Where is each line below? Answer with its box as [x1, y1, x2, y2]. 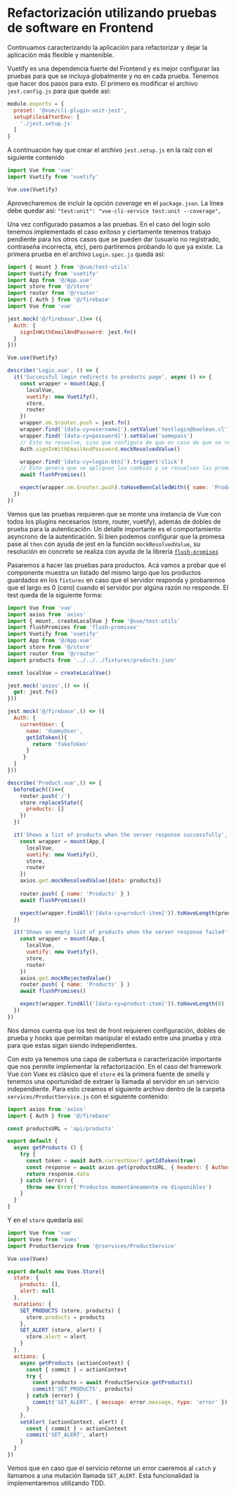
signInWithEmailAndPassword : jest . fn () [20, 329, 137, 336]
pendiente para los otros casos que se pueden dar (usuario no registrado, [7, 234, 221, 243]
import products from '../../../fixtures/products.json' [7, 657, 178, 664]
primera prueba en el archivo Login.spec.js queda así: [7, 250, 166, 258]
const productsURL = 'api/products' [7, 1125, 114, 1132]
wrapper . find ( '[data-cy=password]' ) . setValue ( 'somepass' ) [20, 432, 193, 439]
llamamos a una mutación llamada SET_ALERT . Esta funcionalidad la [7, 1471, 199, 1479]
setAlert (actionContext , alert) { [20, 1418, 124, 1426]
